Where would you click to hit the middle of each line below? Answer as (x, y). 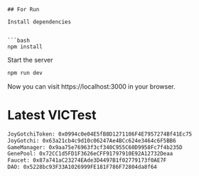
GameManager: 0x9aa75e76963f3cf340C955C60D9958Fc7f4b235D (95, 147)
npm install (25, 47)
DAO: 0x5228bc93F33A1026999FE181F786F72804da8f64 (82, 167)
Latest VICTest (52, 115)
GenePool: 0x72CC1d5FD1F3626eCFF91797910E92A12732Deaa (90, 154)
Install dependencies (39, 22)
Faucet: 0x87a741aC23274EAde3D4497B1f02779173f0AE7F (87, 160)
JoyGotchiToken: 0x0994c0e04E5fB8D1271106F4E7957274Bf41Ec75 (100, 134)
